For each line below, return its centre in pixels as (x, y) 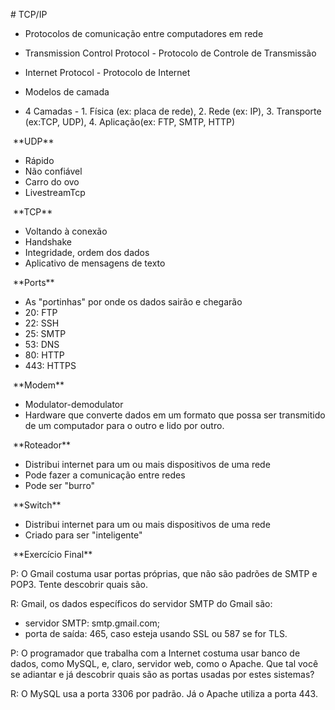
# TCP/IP (29, 14)
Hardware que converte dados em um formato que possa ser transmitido (175, 415)
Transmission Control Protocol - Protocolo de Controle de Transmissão (170, 53)
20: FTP (41, 312)
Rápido (39, 160)
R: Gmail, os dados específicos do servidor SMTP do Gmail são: (141, 603)
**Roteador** (42, 445)
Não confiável (53, 171)
